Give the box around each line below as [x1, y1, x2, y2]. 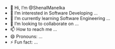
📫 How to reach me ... [10, 26, 57, 32]
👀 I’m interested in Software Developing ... [10, 10, 98, 16]
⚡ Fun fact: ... [10, 39, 38, 45]
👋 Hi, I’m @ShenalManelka [10, 5, 65, 10]
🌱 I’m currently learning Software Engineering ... [10, 15, 110, 21]
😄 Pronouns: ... [10, 33, 43, 39]
